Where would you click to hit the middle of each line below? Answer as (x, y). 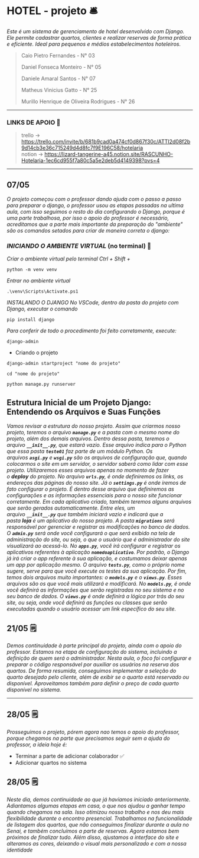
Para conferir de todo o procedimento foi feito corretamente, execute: (92, 331)
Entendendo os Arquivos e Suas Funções (84, 411)
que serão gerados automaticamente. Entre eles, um (71, 508)
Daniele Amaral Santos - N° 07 (58, 78)
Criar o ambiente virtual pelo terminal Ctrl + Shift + (68, 259)
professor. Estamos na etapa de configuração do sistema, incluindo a (92, 652)
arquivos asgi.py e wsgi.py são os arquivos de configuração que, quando (97, 457)
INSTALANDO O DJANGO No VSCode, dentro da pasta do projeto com (93, 303)
